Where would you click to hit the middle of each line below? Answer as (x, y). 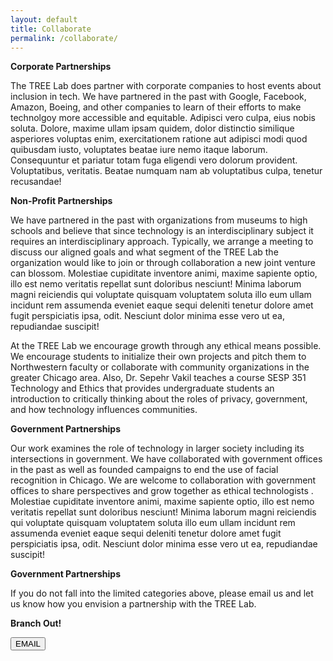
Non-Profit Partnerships (61, 201)
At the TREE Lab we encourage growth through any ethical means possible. (166, 346)
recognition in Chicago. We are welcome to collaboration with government (163, 480)
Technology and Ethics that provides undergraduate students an (142, 388)
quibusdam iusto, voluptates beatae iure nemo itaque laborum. (139, 150)
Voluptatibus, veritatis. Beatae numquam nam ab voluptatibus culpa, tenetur (166, 171)
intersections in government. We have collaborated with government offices (166, 459)
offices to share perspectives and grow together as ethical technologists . (162, 491)
